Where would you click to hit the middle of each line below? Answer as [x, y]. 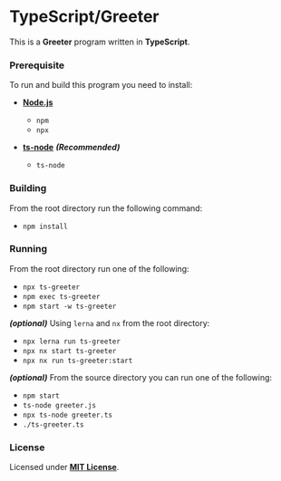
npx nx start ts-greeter [69, 351]
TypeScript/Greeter [84, 17]
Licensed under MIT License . [64, 467]
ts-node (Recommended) [71, 148]
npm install [45, 226]
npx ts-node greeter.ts [68, 415]
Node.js [38, 102]
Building [28, 188]
